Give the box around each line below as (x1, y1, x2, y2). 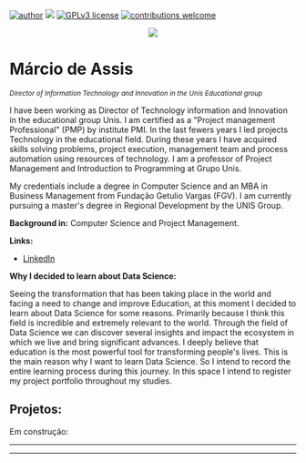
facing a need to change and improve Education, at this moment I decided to (9, 297, 297, 309)
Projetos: (9, 402, 62, 417)
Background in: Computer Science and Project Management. (9, 217, 240, 228)
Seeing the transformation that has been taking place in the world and (9, 288, 271, 299)
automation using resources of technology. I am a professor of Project (9, 153, 272, 164)
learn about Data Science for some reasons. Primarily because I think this (9, 307, 285, 318)
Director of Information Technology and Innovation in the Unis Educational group (9, 88, 263, 98)
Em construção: (9, 426, 69, 437)
